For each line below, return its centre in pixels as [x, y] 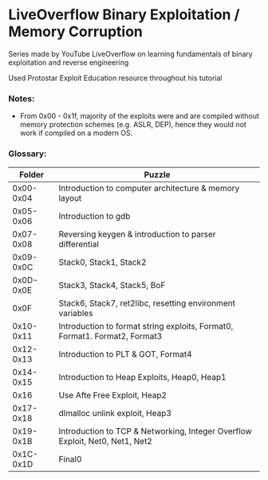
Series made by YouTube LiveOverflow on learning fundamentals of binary [130, 54]
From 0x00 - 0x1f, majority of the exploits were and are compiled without [139, 116]
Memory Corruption [76, 32]
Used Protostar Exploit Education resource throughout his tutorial [115, 78]
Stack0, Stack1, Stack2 [102, 262]
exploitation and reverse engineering [69, 62]
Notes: [22, 98]
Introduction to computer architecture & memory [149, 188]
